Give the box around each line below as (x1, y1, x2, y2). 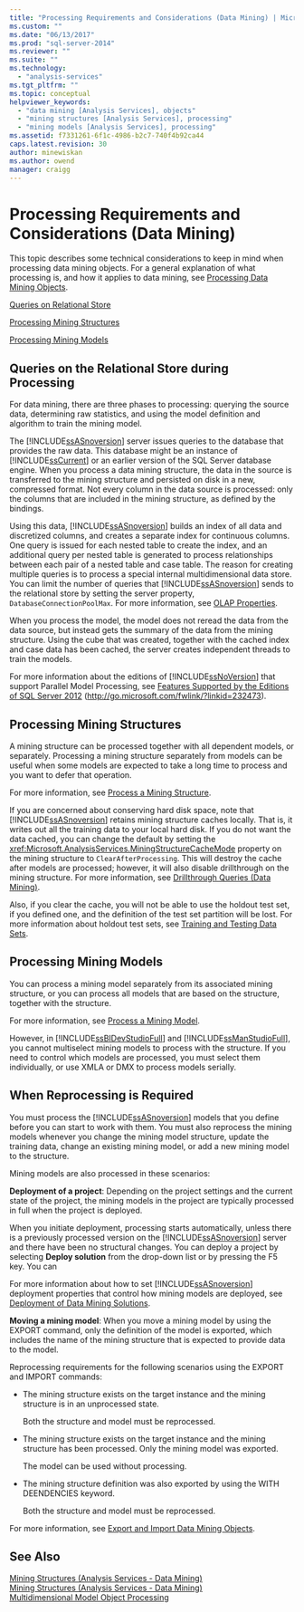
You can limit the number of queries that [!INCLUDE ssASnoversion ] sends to (9, 579, 294, 590)
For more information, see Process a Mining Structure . (9, 787, 212, 798)
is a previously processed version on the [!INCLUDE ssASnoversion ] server (9, 1232, 288, 1243)
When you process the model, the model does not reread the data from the (9, 615, 290, 626)
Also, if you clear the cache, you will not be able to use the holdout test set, (9, 898, 290, 910)
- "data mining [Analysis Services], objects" (17, 106, 196, 115)
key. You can (9, 1261, 57, 1271)
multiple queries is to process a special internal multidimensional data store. (9, 569, 292, 580)
